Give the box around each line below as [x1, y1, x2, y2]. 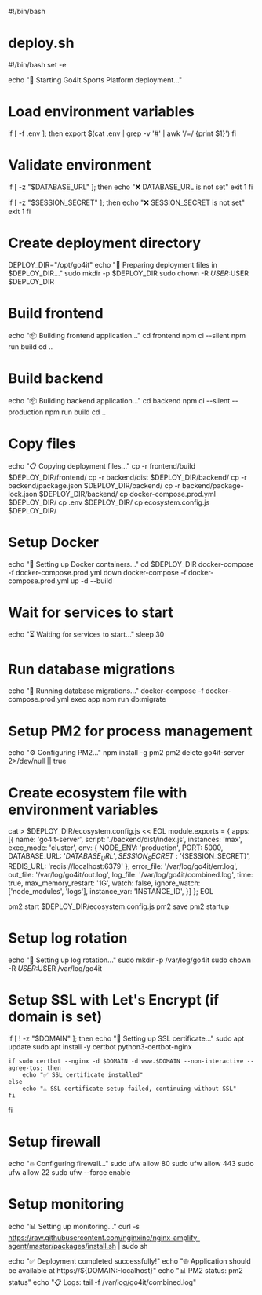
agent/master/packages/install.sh [8, 1241, 116, 1250]
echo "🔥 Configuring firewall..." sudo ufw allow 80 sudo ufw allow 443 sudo [8, 1158, 254, 1168]
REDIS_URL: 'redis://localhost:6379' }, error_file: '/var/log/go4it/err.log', [8, 862, 238, 871]
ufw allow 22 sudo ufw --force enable [8, 1167, 131, 1176]
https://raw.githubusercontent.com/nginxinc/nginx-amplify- [8, 1232, 201, 1242]
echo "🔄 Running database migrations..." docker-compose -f [8, 686, 204, 695]
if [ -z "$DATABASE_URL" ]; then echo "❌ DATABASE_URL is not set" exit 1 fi [8, 182, 253, 192]
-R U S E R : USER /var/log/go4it [8, 963, 102, 972]
